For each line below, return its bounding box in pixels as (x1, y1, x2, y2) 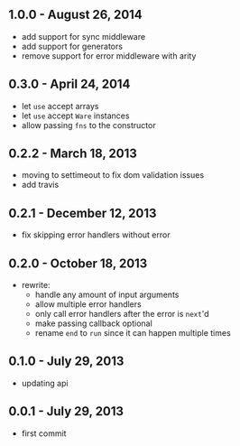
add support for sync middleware (21, 31, 146, 42)
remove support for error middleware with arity (21, 50, 197, 61)
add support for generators (21, 41, 124, 51)
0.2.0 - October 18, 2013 (8, 256, 148, 271)
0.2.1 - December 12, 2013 (8, 205, 157, 220)
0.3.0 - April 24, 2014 (8, 77, 131, 92)
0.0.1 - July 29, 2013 (8, 404, 124, 419)
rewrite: (21, 280, 51, 291)
